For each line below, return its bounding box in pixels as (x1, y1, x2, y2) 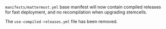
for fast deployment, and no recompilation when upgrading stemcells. (5, 9, 147, 15)
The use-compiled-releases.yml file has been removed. (5, 19, 118, 24)
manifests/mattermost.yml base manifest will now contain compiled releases (5, 4, 161, 10)
